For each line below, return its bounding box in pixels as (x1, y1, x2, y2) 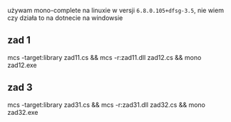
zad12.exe (7, 61, 37, 69)
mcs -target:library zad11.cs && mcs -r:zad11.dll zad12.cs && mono (7, 53, 202, 61)
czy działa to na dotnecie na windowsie (7, 14, 123, 22)
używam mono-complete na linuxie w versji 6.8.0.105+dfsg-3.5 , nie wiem (7, 6, 225, 14)
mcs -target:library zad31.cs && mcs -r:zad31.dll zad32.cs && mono (7, 100, 205, 109)
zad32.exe (7, 108, 38, 116)
